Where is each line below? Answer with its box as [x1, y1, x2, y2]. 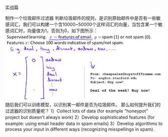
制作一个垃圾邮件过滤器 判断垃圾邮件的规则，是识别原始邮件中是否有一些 [5, 15, 156, 21]
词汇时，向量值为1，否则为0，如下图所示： [9, 28, 98, 34]
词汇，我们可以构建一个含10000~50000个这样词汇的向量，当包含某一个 [9, 22, 158, 27]
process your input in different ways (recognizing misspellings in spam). [5, 126, 155, 132]
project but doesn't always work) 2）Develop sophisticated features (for [5, 114, 155, 120]
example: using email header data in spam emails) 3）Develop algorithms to [5, 120, 163, 127]
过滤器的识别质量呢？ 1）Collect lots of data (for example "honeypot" [5, 108, 148, 114]
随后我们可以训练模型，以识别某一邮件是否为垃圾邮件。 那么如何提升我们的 [5, 102, 161, 108]
